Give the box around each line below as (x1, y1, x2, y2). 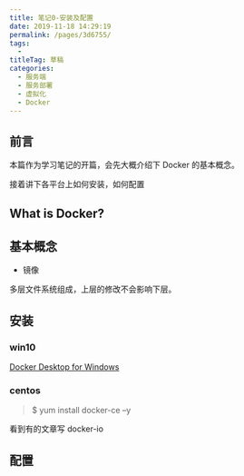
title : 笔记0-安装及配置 (9, 13, 93, 23)
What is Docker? (9, 205, 105, 221)
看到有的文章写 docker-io (9, 423, 104, 434)
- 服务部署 (17, 81, 54, 90)
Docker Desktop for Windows (9, 362, 120, 372)
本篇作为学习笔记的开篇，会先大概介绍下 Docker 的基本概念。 (9, 160, 240, 171)
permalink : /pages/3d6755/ (9, 30, 112, 39)
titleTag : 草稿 (9, 55, 64, 64)
